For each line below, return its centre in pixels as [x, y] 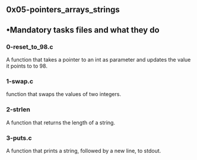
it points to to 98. [27, 66]
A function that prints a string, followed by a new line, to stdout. [84, 151]
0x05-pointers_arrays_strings [63, 10]
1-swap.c [20, 81]
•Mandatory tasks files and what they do [83, 30]
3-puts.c [19, 137]
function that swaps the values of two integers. [64, 94]
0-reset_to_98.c [30, 47]
